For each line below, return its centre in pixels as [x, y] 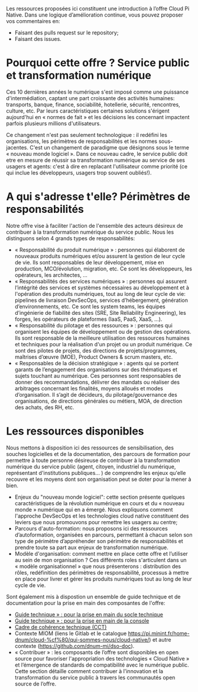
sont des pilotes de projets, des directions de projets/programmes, [96, 350]
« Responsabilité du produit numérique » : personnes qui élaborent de [100, 250]
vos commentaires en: [33, 21]
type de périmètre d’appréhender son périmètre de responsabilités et [99, 541]
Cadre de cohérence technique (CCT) [61, 627]
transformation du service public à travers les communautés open [95, 677]
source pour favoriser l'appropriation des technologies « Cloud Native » [102, 658]
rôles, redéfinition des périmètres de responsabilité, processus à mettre [102, 572]
